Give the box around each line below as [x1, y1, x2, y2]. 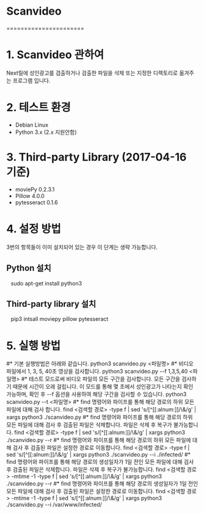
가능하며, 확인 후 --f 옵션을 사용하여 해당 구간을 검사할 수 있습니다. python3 [6, 391, 187, 398]
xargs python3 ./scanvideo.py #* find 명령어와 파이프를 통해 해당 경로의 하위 [6, 414, 193, 421]
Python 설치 [6, 263, 51, 273]
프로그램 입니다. [12, 76, 51, 84]
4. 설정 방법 [6, 222, 61, 236]
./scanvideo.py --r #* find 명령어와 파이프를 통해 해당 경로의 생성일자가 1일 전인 [6, 480, 199, 487]
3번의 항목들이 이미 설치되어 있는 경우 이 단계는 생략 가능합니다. [6, 243, 158, 251]
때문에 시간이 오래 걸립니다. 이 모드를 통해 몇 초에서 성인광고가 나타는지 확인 [12, 383, 194, 391]
